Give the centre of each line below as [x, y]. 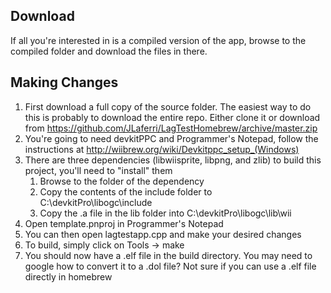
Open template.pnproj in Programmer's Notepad [124, 223]
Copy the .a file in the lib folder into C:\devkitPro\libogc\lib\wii [165, 213]
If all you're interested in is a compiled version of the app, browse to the [158, 40]
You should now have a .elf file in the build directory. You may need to [168, 255]
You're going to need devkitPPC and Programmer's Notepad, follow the [171, 138]
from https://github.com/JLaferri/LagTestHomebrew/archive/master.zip [171, 128]
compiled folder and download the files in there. [109, 51]
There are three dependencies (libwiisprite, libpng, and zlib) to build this [173, 160]
